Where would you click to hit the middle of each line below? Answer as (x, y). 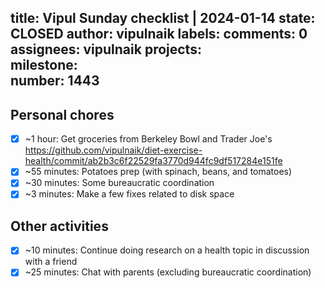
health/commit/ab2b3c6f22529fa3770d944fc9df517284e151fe (153, 161)
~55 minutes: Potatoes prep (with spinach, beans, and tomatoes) (158, 172)
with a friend (51, 262)
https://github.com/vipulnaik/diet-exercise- (113, 150)
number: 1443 (55, 81)
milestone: (44, 65)
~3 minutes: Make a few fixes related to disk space (129, 194)
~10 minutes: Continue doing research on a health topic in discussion (167, 250)
